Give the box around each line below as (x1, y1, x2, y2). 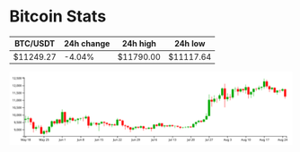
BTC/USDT (14, 38, 56, 49)
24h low (173, 38, 206, 49)
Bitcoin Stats (9, 6, 107, 27)
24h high (121, 38, 157, 49)
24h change (64, 38, 110, 49)
